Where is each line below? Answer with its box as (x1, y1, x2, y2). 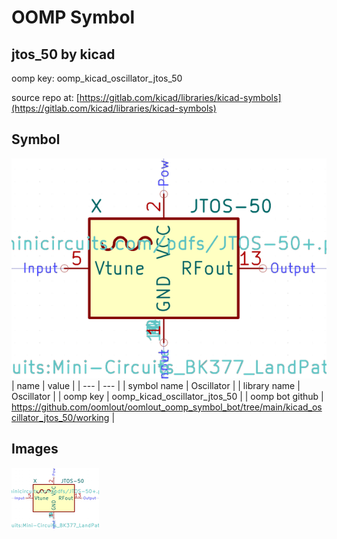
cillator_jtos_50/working (11, 411, 110, 423)
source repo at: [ (11, 92, 80, 103)
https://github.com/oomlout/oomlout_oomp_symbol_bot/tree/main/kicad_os (11, 401, 323, 413)
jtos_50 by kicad (11, 46, 116, 63)
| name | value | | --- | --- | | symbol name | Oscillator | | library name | (11, 379, 301, 391)
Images (11, 441, 59, 458)
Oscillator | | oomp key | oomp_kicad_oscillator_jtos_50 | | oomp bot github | (11, 390, 324, 402)
